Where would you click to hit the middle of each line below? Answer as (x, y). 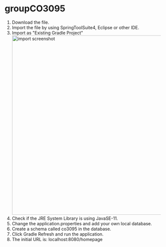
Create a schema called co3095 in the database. (61, 229)
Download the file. (30, 22)
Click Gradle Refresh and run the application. (57, 234)
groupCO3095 (35, 9)
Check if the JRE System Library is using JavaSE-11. (65, 218)
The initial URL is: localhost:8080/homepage (57, 239)
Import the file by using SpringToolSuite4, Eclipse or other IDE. (75, 27)
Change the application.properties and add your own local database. (82, 223)
